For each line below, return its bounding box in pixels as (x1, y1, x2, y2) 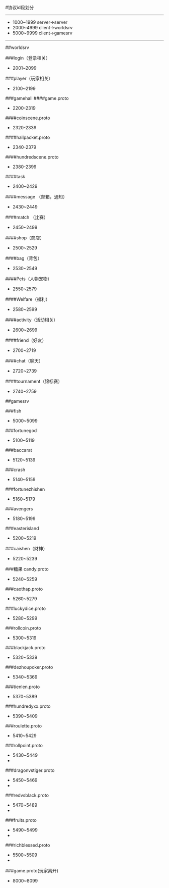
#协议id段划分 (5, 5, 34, 10)
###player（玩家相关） (5, 75, 53, 81)
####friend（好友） (5, 337, 47, 343)
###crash (5, 466, 26, 473)
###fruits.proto (5, 817, 37, 823)
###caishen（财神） (5, 546, 48, 551)
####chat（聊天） (5, 358, 44, 363)
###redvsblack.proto (5, 792, 49, 798)
